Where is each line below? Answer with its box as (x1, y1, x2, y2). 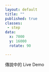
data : (5, 30, 16, 35)
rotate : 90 (9, 43, 31, 48)
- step (7, 25, 21, 30)
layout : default (5, 7, 37, 12)
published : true (5, 16, 37, 21)
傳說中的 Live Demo (5, 61, 44, 67)
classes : (5, 20, 23, 26)
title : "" (5, 12, 25, 17)
